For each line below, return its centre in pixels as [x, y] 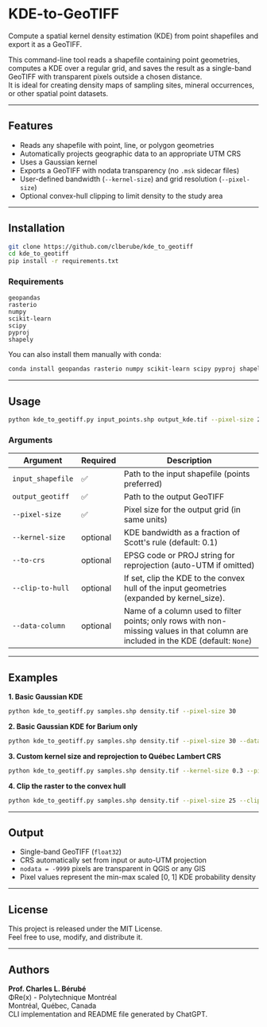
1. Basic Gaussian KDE [46, 697]
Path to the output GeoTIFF [174, 497]
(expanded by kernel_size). [174, 599]
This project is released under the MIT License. [85, 929]
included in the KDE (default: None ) [188, 641]
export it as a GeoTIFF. [45, 44]
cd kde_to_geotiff [39, 254]
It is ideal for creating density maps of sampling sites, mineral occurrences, [132, 85]
